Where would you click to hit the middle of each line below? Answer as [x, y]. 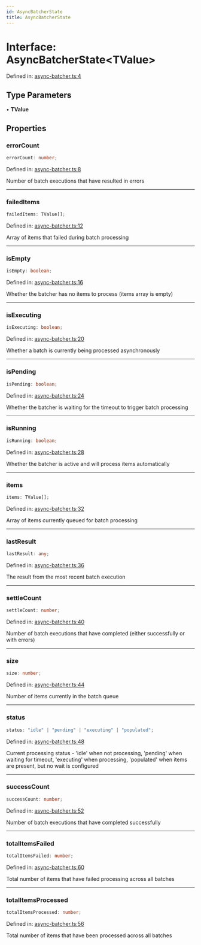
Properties [26, 128]
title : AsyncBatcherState [38, 17]
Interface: [31, 47]
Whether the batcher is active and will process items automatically [88, 464]
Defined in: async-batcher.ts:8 [44, 169]
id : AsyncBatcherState [34, 12]
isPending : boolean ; [32, 384]
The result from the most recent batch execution [66, 577]
